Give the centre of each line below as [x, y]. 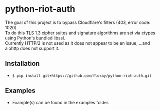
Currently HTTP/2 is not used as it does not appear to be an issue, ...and [78, 43]
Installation [22, 64]
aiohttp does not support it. [32, 48]
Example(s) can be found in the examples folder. [61, 102]
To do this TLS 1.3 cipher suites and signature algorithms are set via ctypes [80, 33]
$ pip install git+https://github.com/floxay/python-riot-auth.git [82, 76]
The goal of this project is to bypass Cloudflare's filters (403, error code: [78, 22]
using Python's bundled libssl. [35, 38]
